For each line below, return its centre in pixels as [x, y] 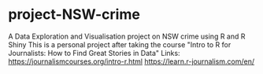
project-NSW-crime [74, 15]
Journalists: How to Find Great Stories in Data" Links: [94, 53]
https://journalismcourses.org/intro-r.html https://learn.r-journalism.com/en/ [131, 61]
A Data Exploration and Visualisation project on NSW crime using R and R [127, 36]
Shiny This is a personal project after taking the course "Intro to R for [120, 44]
